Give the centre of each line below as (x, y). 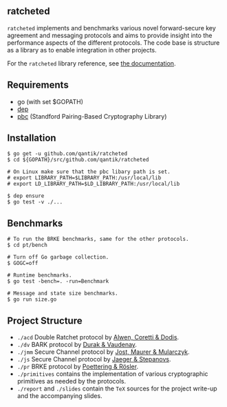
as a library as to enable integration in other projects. (82, 50)
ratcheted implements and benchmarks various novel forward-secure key (112, 28)
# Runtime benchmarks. (40, 275)
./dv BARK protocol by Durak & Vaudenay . (77, 345)
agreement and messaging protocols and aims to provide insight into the (110, 35)
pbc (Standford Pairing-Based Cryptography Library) (92, 116)
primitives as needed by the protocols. (72, 381)
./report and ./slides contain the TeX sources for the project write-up (117, 388)
